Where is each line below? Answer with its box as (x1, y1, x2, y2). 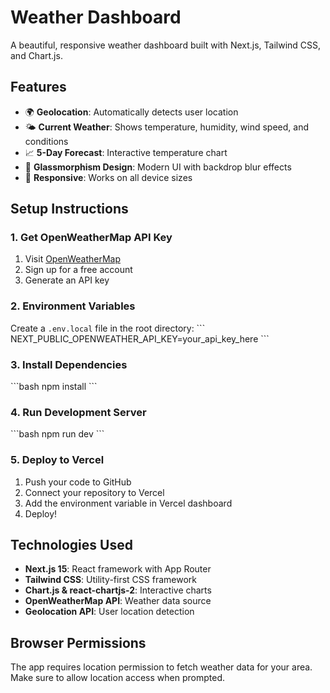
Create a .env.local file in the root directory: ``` (10, 322, 206, 334)
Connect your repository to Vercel (24, 486, 165, 498)
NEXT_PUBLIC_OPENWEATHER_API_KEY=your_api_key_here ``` (10, 332, 270, 345)
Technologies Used (10, 537, 133, 554)
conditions (24, 135, 69, 147)
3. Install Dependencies (10, 357, 128, 371)
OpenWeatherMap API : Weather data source (24, 595, 212, 607)
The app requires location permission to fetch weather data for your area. (10, 661, 313, 673)
